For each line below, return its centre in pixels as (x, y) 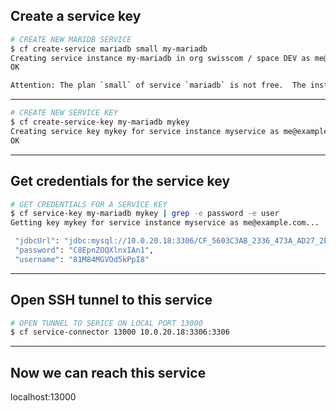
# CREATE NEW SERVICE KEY (64, 113)
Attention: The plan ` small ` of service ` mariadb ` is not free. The (158, 85)
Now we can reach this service (108, 372)
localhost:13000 (43, 397)
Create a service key (76, 16)
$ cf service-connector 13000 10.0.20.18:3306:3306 (120, 332)
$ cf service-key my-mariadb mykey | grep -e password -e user (145, 214)
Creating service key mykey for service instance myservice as (145, 131)
